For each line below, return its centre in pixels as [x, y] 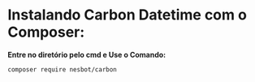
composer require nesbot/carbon [62, 69]
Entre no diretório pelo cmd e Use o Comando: [87, 54]
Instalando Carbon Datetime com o [127, 15]
